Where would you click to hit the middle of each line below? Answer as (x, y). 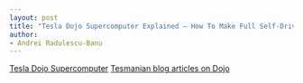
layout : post (34, 18)
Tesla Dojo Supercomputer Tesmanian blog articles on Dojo (119, 69)
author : (24, 34)
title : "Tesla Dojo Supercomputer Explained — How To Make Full (133, 26)
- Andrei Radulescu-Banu (56, 43)
